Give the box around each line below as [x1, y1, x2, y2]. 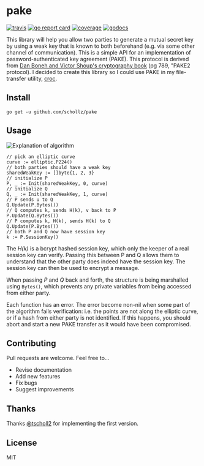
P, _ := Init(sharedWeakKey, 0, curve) [6, 180, 108, 187]
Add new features [15, 373, 61, 380]
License [6, 437, 37, 448]
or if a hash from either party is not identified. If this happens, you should [6, 314, 191, 321]
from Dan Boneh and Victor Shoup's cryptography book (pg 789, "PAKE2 [6, 62, 191, 69]
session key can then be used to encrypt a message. [6, 264, 140, 271]
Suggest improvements [15, 386, 74, 393]
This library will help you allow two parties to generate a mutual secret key [6, 36, 194, 43]
